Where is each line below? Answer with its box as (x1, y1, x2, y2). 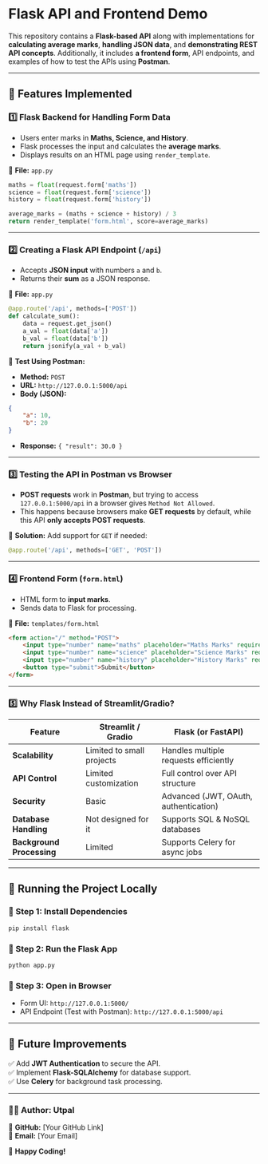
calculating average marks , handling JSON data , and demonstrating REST (8, 39, 258, 49)
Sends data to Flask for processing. (19, 603, 137, 612)
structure (161, 778, 196, 789)
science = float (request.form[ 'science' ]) (8, 188, 152, 196)
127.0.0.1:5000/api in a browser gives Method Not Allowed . (19, 498, 215, 508)
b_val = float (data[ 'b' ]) (22, 335, 109, 342)
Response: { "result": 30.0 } (19, 441, 123, 451)
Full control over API (161, 768, 238, 779)
